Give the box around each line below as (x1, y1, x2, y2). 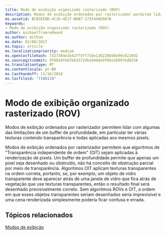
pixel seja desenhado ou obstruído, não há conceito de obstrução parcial (5, 160, 154, 166)
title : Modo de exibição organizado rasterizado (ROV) (5, 7, 121, 12)
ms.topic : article (5, 44, 43, 49)
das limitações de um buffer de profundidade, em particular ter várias (5, 129, 147, 135)
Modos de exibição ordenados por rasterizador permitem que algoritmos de (5, 144, 160, 150)
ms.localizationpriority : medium (5, 48, 74, 53)
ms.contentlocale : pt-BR (5, 67, 56, 72)
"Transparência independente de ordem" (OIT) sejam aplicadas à (5, 149, 138, 156)
